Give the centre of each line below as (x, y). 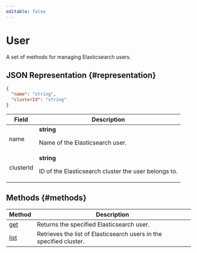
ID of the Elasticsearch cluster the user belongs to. (108, 171)
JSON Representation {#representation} (81, 75)
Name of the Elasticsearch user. (83, 143)
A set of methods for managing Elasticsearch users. (69, 57)
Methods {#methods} (46, 198)
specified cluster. (61, 241)
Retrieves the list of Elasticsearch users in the (100, 234)
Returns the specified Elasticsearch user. (94, 224)
